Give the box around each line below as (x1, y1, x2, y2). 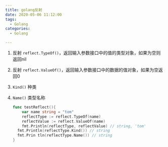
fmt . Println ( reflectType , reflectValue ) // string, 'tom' (22, 123, 146, 129)
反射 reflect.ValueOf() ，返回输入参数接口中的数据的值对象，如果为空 (12, 67, 159, 73)
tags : (5, 17, 17, 22)
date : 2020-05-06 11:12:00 (5, 12, 62, 17)
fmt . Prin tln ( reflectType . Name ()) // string (17, 133, 113, 138)
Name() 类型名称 (12, 94, 45, 101)
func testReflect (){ (12, 105, 56, 110)
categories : (5, 26, 30, 31)
